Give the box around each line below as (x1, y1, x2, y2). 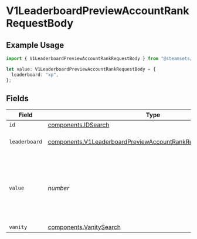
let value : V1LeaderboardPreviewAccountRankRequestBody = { (6, 66, 157, 72)
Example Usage (6, 40, 64, 50)
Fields (6, 93, 29, 104)
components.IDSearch (47, 121, 110, 129)
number (47, 184, 70, 192)
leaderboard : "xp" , (11, 72, 59, 78)
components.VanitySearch (47, 223, 121, 231)
